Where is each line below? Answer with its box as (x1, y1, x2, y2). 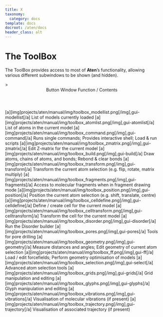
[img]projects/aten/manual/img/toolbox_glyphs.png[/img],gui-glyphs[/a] (5, 280, 150, 286)
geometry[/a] (5, 244, 32, 250)
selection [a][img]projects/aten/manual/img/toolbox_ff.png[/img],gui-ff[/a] (5, 249, 154, 255)
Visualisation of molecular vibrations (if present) (33, 296, 129, 302)
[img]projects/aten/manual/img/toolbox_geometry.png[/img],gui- (5, 239, 135, 245)
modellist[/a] (5, 114, 31, 120)
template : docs (5, 21, 36, 26)
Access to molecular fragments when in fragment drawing (34, 182, 151, 188)
